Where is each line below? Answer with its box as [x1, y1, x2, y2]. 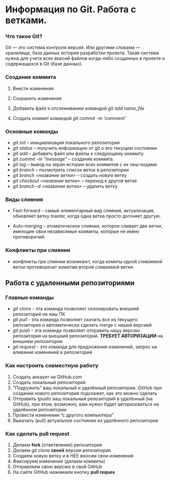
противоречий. [12, 234, 46, 240]
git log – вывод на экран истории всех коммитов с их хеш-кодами [12, 162, 157, 168]
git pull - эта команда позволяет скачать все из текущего [12, 316, 138, 323]
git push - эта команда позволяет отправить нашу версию [12, 327, 140, 334]
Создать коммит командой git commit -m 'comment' [12, 115, 126, 121]
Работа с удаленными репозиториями [5, 278, 135, 288]
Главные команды [5, 294, 54, 301]
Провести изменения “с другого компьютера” [12, 412, 114, 418]
